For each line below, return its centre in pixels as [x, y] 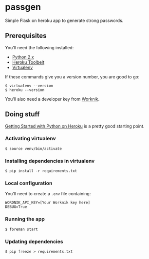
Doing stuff [22, 114]
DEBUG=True [16, 207]
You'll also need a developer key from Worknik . [52, 99]
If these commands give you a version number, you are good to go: [72, 76]
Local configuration [29, 183]
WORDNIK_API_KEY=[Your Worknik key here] [48, 203]
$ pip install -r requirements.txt [41, 171]
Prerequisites [26, 36]
